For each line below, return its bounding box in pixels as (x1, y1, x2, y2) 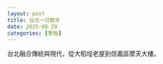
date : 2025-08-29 (7, 23, 58, 30)
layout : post (7, 10, 45, 17)
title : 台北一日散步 (7, 17, 61, 24)
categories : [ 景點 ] (7, 29, 62, 37)
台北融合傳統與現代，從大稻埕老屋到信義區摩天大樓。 (7, 49, 160, 58)
